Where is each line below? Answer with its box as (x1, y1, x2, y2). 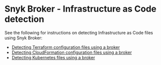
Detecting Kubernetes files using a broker (11, 54, 95, 60)
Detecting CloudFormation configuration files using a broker (11, 49, 132, 55)
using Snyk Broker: (4, 35, 42, 41)
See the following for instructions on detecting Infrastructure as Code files (4, 30, 154, 35)
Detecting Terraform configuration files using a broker (11, 44, 120, 50)
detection (4, 14, 44, 25)
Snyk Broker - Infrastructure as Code (4, 3, 157, 15)
